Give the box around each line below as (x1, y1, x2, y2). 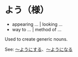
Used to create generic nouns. (5, 36, 68, 42)
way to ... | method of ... (12, 26, 61, 32)
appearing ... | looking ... (12, 21, 63, 27)
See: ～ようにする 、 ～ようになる (5, 46, 73, 52)
